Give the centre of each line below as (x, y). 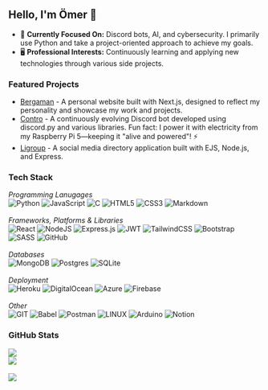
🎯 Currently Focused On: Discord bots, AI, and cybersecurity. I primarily (140, 34)
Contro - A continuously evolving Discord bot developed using (123, 119)
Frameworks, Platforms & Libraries (66, 220)
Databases (26, 255)
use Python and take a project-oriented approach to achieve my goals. (136, 43)
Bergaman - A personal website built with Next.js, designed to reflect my (140, 102)
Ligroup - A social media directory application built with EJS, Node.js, (134, 148)
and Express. (42, 157)
